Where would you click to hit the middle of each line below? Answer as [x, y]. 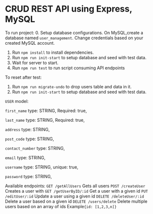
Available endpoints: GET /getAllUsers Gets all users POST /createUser [75, 186]
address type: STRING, [27, 129]
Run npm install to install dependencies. [53, 52]
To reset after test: [23, 77]
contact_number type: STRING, [35, 148]
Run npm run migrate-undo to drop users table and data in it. [72, 86]
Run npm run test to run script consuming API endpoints [68, 68]
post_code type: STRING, [30, 139]
